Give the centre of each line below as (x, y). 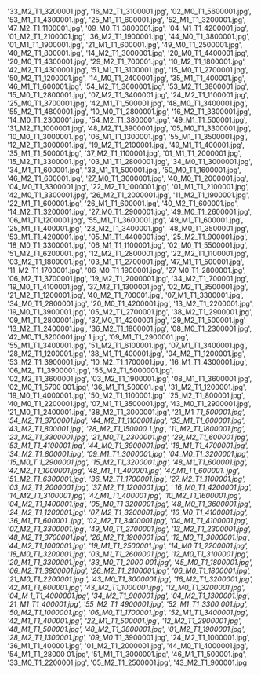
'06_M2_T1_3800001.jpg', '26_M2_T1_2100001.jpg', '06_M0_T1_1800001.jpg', (129, 570)
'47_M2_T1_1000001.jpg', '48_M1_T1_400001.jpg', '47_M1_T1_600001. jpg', (124, 470)
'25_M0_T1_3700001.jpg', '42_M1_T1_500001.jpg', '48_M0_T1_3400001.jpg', (128, 103)
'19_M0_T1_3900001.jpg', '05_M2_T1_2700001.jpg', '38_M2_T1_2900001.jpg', (130, 312)
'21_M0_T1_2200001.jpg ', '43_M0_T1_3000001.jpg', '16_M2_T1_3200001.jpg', (130, 579)
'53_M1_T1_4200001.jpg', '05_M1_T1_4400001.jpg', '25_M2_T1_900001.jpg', (128, 237)
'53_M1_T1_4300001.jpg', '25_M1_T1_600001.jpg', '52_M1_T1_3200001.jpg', (127, 20)
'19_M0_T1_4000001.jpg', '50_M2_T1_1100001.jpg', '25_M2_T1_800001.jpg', (126, 395)
